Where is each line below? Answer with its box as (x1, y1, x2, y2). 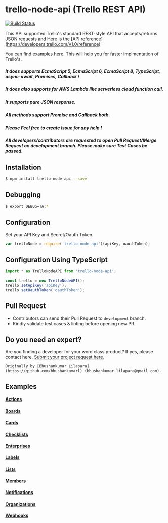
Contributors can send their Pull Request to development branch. (12, 315, 146, 321)
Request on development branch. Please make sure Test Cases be (5, 143, 148, 149)
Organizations (5, 501, 36, 507)
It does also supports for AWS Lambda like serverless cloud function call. (5, 86, 163, 92)
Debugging (5, 191, 41, 199)
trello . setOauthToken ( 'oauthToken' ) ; (5, 287, 85, 293)
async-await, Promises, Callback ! (5, 73, 80, 79)
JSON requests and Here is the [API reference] (5, 36, 103, 42)
